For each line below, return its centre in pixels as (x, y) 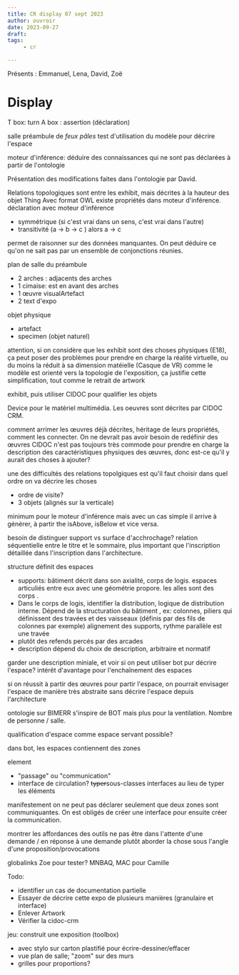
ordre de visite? (41, 495)
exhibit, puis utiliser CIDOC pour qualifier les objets (82, 394)
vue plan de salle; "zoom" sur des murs (76, 956)
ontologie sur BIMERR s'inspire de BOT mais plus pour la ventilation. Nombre (120, 713)
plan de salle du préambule (47, 264)
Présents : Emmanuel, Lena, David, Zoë (65, 73)
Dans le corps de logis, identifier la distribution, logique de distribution (121, 603)
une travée (34, 633)
